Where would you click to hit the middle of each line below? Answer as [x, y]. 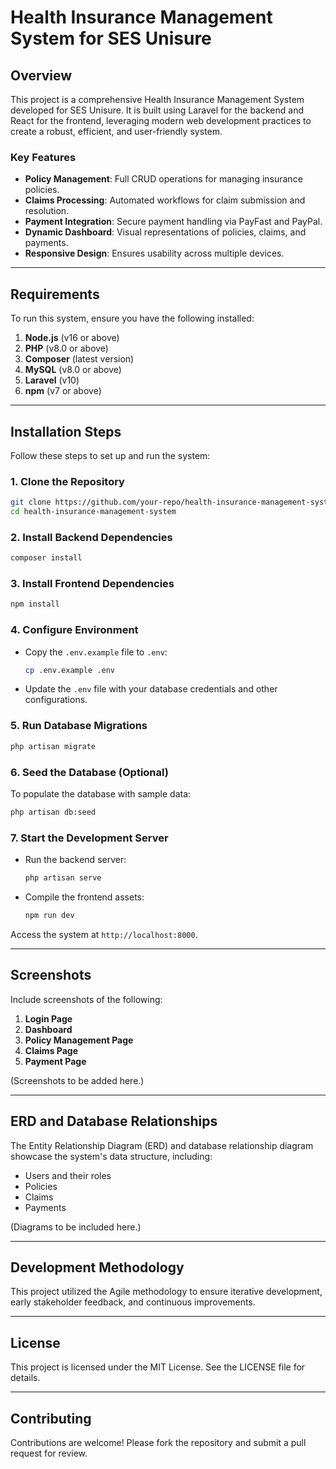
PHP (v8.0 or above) [66, 348]
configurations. [56, 700]
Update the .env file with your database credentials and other [151, 689]
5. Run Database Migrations [79, 726]
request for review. [49, 1453]
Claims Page [51, 1050]
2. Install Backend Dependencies [91, 537]
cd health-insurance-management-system [93, 512]
